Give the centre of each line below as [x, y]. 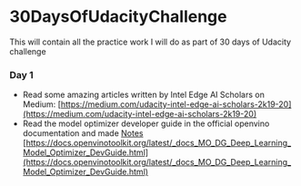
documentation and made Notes [83, 133]
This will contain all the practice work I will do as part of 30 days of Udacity [150, 42]
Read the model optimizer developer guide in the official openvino [146, 123]
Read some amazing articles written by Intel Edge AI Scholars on [144, 95]
